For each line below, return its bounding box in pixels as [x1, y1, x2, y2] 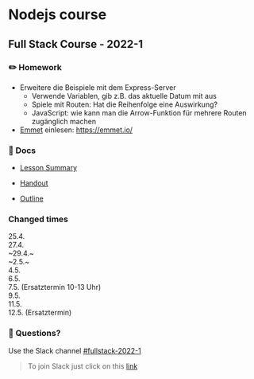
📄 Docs [8, 145, 37, 156]
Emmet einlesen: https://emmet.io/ [19, 125, 133, 135]
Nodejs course [8, 6, 107, 24]
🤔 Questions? [8, 328, 61, 339]
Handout [19, 178, 49, 188]
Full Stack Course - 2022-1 [8, 37, 144, 51]
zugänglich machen [31, 116, 97, 126]
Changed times [8, 213, 69, 225]
